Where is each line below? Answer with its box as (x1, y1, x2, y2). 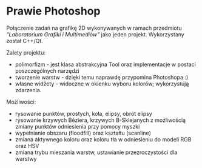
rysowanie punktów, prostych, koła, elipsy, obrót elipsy (15, 110, 153, 117)
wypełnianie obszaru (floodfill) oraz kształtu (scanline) (15, 129, 152, 136)
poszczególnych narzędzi (15, 67, 80, 74)
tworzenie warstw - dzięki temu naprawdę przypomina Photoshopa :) (15, 73, 189, 81)
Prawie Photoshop (6, 4, 101, 18)
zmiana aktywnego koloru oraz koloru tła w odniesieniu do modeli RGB (15, 135, 192, 143)
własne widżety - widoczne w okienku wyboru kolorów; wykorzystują (15, 80, 189, 87)
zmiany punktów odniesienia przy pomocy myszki (15, 123, 140, 130)
